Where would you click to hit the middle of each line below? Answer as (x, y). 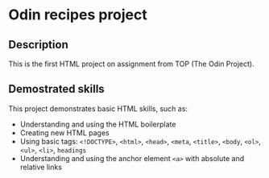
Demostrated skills (56, 89)
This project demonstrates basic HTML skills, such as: (98, 108)
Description (38, 45)
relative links (41, 167)
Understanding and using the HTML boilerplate (98, 124)
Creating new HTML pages (65, 132)
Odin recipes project (78, 15)
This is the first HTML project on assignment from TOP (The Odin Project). (132, 64)
